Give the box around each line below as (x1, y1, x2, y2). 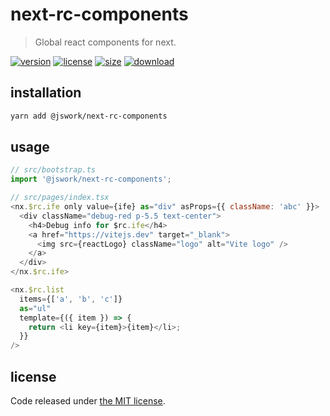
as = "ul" (19, 303, 52, 313)
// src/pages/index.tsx (10, 193, 110, 203)
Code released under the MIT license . (10, 395, 166, 407)
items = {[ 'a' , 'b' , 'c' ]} (19, 294, 123, 304)
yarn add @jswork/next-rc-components (10, 111, 168, 121)
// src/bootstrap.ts (10, 165, 97, 175)
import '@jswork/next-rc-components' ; (10, 174, 172, 185)
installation (10, 84, 82, 102)
